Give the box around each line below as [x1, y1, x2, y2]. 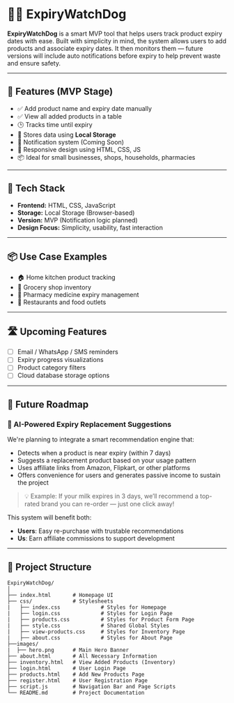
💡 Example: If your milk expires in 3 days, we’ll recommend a [24, 492, 198, 501]
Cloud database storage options [17, 371, 110, 379]
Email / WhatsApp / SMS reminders [17, 348, 118, 356]
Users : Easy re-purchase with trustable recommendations [17, 527, 185, 536]
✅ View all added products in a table [17, 112, 122, 121]
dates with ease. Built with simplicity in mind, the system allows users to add [7, 36, 226, 45]
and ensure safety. [7, 59, 61, 67]
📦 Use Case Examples [7, 250, 108, 262]
